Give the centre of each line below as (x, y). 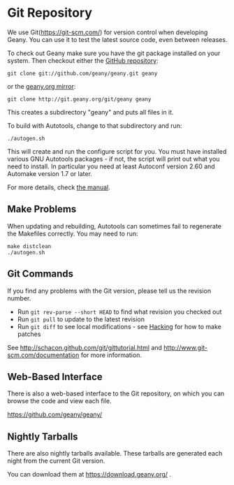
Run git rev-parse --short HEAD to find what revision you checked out (119, 312)
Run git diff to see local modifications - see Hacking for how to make (119, 326)
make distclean (29, 246)
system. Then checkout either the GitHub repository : (83, 60)
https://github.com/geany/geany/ (55, 414)
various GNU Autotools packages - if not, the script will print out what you (114, 159)
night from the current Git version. (56, 461)
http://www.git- (186, 347)
